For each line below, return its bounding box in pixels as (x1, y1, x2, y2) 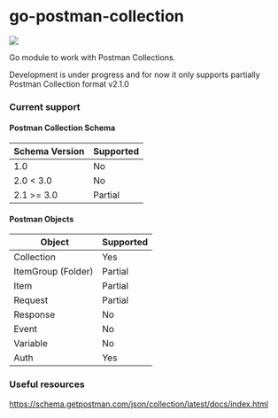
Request (13, 294, 49, 306)
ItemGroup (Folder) (13, 266, 94, 278)
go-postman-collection (9, 6, 184, 27)
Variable (13, 337, 49, 350)
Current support (9, 100, 81, 112)
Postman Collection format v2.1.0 (9, 78, 130, 89)
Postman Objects (9, 213, 74, 224)
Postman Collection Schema (9, 122, 116, 134)
